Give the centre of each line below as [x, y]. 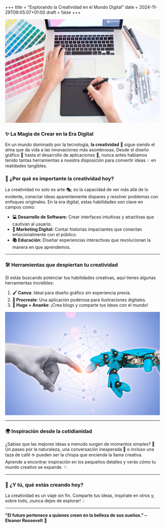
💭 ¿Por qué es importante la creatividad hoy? [60, 178]
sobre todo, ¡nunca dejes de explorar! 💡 [45, 500]
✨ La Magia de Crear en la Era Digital [49, 134]
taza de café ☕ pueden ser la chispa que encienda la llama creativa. [74, 455]
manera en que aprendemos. [41, 247]
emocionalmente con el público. [44, 235]
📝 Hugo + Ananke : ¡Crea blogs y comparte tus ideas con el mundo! [80, 305]
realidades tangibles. [26, 166]
